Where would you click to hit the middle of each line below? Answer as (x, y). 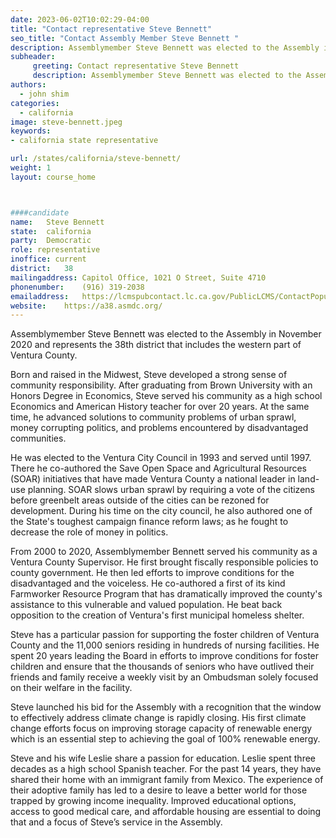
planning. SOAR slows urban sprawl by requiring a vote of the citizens (171, 490)
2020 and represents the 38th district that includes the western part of (156, 345)
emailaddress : (40, 296)
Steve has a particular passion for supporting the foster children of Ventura (165, 635)
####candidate (40, 212)
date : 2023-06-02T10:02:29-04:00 (80, 19)
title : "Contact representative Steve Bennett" (111, 29)
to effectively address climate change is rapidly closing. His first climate (158, 718)
